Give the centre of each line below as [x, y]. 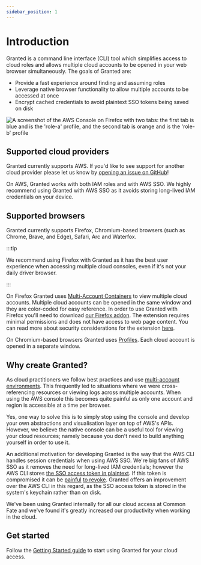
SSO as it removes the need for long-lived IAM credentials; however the [95, 467]
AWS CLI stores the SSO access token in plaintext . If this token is [86, 473]
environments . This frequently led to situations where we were [83, 386]
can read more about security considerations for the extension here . [91, 328]
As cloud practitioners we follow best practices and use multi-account [93, 379]
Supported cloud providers [58, 151]
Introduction [38, 41]
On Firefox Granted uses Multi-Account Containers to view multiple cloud [97, 296]
